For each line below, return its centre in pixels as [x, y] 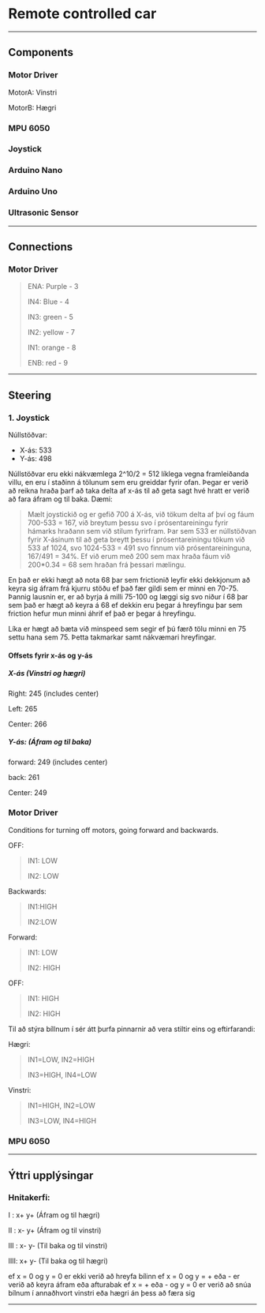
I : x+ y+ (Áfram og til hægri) [54, 1215]
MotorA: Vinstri [33, 92]
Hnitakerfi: [29, 1198]
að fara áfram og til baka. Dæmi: [60, 499]
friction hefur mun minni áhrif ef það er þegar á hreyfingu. [102, 613]
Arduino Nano [35, 171]
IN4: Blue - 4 [48, 302]
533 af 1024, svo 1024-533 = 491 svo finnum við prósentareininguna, [140, 548]
